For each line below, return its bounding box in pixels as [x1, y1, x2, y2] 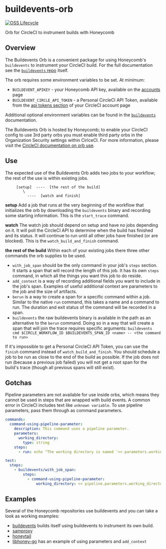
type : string [23, 440, 50, 445]
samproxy [12, 528, 33, 534]
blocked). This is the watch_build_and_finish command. [5, 238, 120, 244]
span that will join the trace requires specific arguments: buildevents [12, 325, 152, 331]
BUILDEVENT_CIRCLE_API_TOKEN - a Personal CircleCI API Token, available [12, 97, 158, 103]
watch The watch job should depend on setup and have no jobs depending [5, 222, 158, 228]
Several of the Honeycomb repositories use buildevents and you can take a [5, 508, 158, 514]
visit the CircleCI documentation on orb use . [5, 142, 95, 148]
